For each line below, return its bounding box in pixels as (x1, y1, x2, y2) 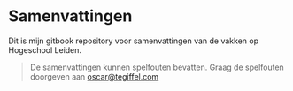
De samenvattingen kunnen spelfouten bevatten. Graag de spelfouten (29, 62, 284, 72)
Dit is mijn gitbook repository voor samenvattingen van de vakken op (8, 35, 258, 46)
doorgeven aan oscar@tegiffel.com (29, 71, 159, 81)
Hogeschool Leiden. (8, 44, 81, 55)
